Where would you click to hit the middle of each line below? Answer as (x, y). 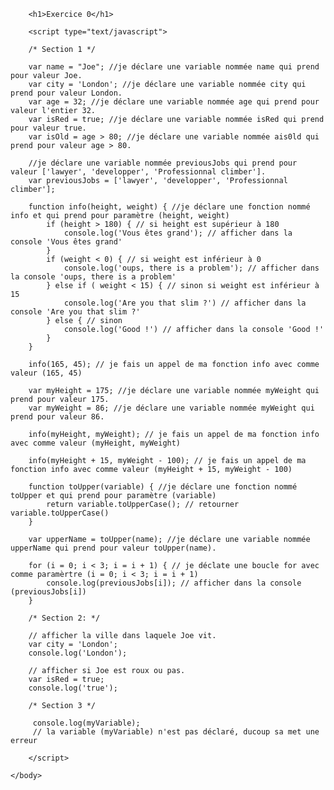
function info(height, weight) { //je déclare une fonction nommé (169, 207)
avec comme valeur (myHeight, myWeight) (96, 443)
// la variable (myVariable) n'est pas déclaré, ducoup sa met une (176, 732)
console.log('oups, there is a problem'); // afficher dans (191, 268)
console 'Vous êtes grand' (66, 242)
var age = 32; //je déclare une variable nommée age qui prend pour (174, 102)
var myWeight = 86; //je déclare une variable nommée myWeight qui (171, 408)
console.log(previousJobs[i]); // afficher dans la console (174, 583)
